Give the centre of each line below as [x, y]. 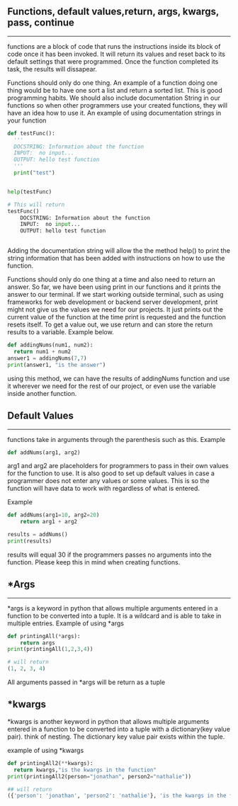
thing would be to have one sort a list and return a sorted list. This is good [115, 90]
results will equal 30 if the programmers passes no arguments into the [110, 555]
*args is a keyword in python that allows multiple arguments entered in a [113, 608]
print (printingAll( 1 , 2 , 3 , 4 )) [50, 649]
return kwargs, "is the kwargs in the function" [85, 770]
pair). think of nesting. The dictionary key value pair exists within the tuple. [116, 737]
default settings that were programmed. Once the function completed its [113, 61]
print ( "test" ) [34, 173]
